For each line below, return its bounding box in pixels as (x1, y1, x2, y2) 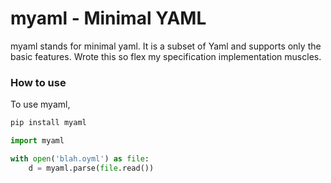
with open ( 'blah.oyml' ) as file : (10, 153, 150, 164)
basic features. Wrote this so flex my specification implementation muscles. (10, 50, 322, 62)
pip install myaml (10, 118, 87, 128)
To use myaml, (10, 98, 71, 111)
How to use (10, 75, 67, 89)
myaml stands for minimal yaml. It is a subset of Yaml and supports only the (10, 40, 322, 52)
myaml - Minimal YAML (10, 7, 207, 30)
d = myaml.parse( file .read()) (28, 163, 155, 173)
